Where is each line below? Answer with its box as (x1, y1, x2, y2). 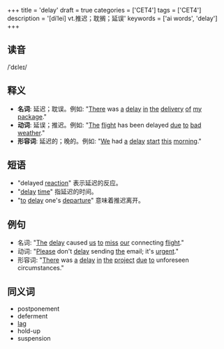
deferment (17, 312, 48, 320)
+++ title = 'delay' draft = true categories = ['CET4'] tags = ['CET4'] (7, 6, 202, 14)
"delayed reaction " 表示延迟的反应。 (17, 179, 122, 187)
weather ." (17, 128, 45, 137)
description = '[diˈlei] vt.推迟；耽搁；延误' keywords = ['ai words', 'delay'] (7, 14, 218, 22)
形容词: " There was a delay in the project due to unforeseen (17, 256, 190, 264)
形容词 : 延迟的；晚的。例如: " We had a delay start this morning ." (17, 137, 202, 145)
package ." (17, 112, 47, 121)
